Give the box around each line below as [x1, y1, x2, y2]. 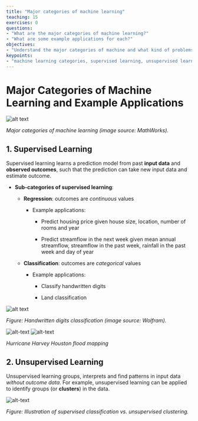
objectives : [6, 42, 35, 48]
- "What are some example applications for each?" [6, 36, 133, 42]
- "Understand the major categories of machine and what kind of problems [6, 47, 194, 53]
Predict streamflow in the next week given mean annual [41, 236, 176, 243]
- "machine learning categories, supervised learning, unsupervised [6, 58, 178, 64]
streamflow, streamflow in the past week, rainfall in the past [41, 242, 186, 249]
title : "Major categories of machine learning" [6, 8, 126, 15]
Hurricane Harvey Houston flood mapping [6, 340, 109, 347]
